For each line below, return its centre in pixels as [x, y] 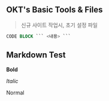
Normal [15, 93]
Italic [12, 81]
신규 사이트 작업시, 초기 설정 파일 [59, 25]
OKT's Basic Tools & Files [54, 10]
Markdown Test [36, 55]
